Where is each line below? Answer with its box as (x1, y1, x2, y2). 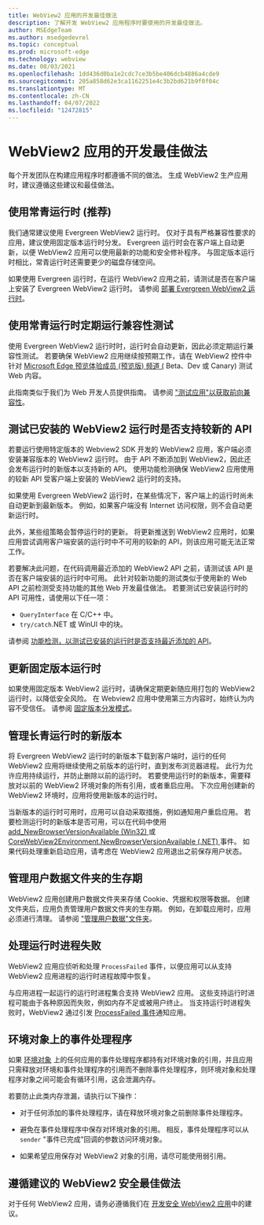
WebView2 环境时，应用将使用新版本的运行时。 (8, 791, 162, 800)
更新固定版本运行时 (8, 661, 101, 675)
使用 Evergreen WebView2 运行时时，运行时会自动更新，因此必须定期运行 (8, 341, 247, 351)
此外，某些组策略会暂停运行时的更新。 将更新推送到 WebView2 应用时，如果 (8, 528, 255, 537)
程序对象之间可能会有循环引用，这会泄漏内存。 (8, 1075, 159, 1084)
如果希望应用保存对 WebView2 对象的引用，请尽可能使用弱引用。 (19, 1151, 230, 1161)
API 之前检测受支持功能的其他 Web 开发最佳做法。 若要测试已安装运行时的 (8, 583, 248, 593)
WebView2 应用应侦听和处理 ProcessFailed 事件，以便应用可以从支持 (8, 961, 232, 971)
